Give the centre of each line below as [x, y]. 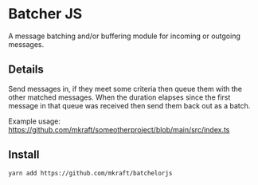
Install [24, 155]
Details [26, 70]
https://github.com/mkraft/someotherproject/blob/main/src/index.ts [119, 129]
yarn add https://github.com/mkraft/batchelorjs [90, 173]
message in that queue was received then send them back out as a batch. [129, 105]
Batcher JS [45, 14]
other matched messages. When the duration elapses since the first [119, 97]
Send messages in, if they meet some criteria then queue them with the [125, 89]
